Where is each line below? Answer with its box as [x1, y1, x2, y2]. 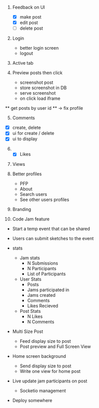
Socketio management [19, 388, 66, 394]
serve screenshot [19, 90, 56, 96]
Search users [19, 191, 47, 197]
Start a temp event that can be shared [12, 226, 91, 232]
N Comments [27, 319, 55, 325]
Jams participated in [27, 287, 70, 293]
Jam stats [19, 255, 40, 261]
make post [19, 14, 42, 20]
